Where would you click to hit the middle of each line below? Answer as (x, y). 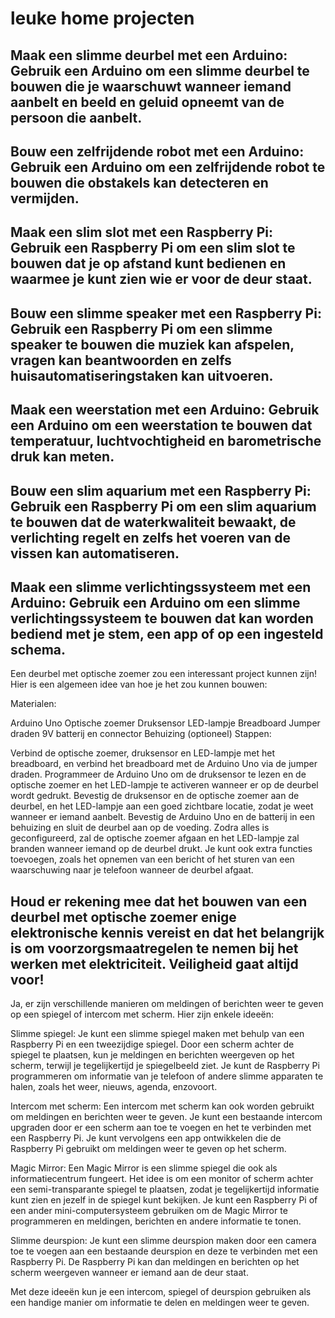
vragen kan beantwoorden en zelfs (121, 360)
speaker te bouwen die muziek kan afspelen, (152, 344)
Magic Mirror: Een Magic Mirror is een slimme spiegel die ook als (144, 1168)
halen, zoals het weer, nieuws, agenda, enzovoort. (114, 1087)
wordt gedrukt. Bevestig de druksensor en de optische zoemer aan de (155, 796)
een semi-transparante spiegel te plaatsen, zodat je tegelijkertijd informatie (165, 1189)
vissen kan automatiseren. (95, 553)
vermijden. (45, 198)
